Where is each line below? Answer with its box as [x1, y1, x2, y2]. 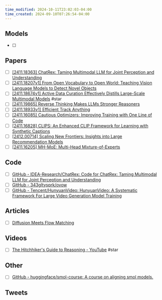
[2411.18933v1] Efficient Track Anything [12, 107, 90, 112]
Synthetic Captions [12, 128, 50, 134]
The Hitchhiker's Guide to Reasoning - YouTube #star [12, 247, 118, 253]
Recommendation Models [12, 139, 63, 144]
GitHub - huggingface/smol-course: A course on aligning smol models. [12, 274, 154, 280]
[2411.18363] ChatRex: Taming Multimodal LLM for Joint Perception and [12, 69, 155, 75]
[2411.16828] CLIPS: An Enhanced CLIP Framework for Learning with [12, 123, 148, 128]
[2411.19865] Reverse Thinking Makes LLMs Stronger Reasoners [12, 101, 140, 107]
